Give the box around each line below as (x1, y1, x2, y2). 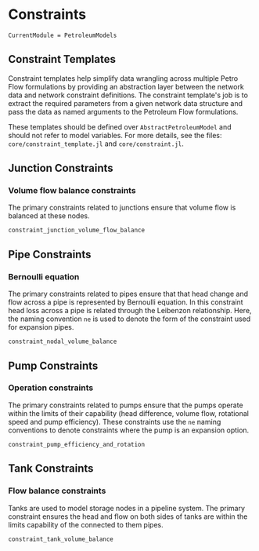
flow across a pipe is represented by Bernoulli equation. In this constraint (8, 297, 244, 307)
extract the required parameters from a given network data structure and (8, 98, 243, 108)
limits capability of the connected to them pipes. (8, 520, 164, 529)
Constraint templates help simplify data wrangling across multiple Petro (8, 73, 239, 83)
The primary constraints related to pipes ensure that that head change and (8, 289, 249, 299)
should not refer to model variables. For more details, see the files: (8, 130, 222, 140)
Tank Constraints (8, 462, 94, 476)
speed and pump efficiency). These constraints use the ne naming (8, 417, 221, 426)
